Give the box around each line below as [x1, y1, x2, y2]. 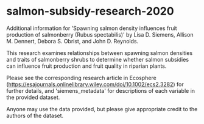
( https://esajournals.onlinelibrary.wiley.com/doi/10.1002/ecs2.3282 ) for [6, 81, 184, 88]
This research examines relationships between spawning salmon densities [6, 49, 193, 56]
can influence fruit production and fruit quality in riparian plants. [6, 62, 167, 70]
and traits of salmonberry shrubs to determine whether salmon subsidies [6, 56, 189, 63]
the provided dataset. [6, 93, 60, 101]
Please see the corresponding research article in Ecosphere [6, 74, 157, 81]
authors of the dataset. [6, 112, 64, 119]
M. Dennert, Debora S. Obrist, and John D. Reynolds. [6, 37, 139, 45]
